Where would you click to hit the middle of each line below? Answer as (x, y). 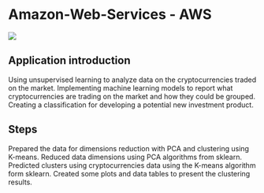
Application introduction (69, 61)
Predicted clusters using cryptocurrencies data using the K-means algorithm (132, 165)
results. (20, 182)
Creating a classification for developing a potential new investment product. (131, 105)
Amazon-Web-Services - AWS (110, 15)
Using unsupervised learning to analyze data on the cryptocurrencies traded (132, 80)
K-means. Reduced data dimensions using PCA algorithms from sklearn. (125, 157)
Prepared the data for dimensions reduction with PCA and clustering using (129, 148)
